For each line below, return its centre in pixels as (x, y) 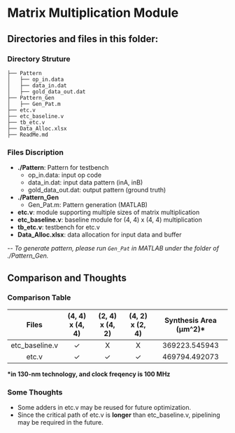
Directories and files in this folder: (83, 39)
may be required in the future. (60, 422)
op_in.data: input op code (65, 175)
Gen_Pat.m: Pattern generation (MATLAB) (88, 205)
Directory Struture (39, 59)
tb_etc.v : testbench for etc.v (58, 227)
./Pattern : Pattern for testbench (63, 168)
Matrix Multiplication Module (93, 13)
